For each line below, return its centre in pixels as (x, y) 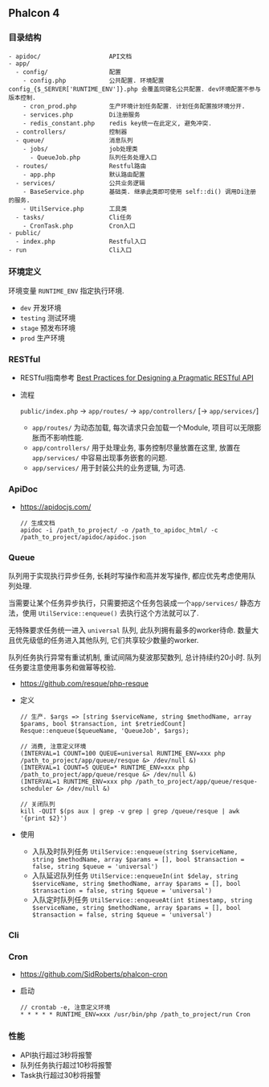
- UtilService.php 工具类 (75, 208)
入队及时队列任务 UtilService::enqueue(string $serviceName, (135, 851)
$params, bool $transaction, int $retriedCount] (103, 723)
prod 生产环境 (43, 338)
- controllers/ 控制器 (71, 132)
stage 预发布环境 (48, 327)
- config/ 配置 (69, 72)
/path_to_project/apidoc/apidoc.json (83, 537)
